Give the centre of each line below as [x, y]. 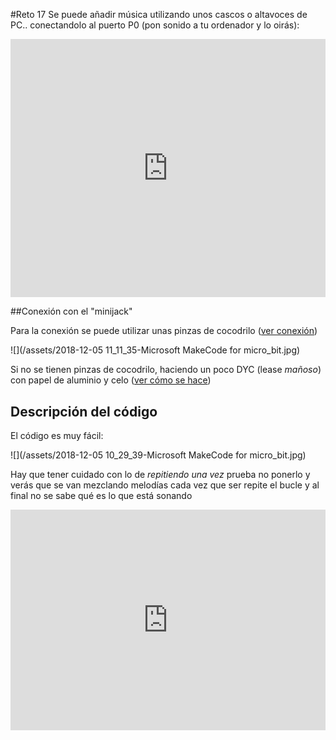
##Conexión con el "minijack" [71, 311]
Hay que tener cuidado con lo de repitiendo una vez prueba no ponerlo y [160, 474]
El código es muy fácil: [57, 435]
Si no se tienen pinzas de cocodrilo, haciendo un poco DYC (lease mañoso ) [166, 370]
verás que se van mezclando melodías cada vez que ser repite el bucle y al [165, 485]
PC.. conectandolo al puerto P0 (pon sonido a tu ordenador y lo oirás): [155, 25]
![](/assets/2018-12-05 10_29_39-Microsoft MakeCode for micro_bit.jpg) [158, 455]
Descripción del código [84, 411]
